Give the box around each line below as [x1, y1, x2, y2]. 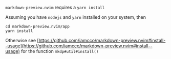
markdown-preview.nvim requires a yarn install [5, 5, 105, 10]
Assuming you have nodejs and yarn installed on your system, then [5, 14, 146, 20]
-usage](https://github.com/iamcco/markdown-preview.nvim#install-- [5, 43, 153, 49]
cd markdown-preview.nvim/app [5, 24, 70, 29]
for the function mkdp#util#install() [21, 48, 99, 54]
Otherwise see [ [5, 38, 39, 43]
